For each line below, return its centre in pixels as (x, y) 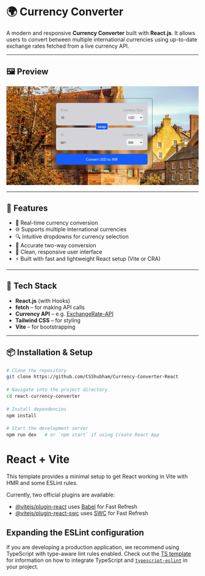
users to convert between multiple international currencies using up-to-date (102, 39)
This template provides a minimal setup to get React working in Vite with (97, 477)
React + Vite (38, 459)
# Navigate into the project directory (57, 390)
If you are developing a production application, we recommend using (93, 547)
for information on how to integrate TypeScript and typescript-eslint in (97, 560)
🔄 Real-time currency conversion (56, 223)
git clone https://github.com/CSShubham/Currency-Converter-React (92, 377)
